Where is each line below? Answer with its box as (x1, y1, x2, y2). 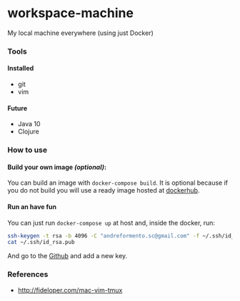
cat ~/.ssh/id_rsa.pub (7, 239, 75, 246)
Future (7, 103, 28, 112)
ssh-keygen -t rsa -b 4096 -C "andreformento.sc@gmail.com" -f (7, 232, 200, 240)
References (7, 270, 49, 280)
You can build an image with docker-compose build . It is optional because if (7, 178, 229, 187)
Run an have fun (7, 202, 57, 211)
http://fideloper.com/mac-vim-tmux (17, 285, 123, 294)
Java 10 (17, 120, 41, 128)
